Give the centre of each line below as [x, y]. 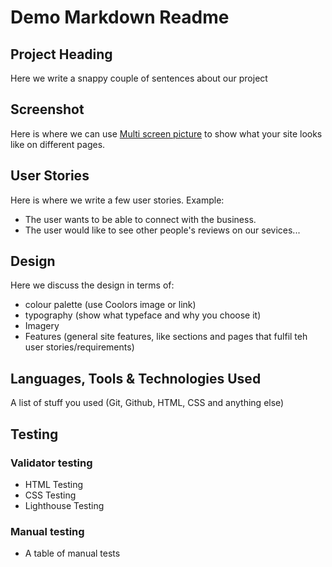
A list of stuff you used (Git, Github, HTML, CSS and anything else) [147, 403]
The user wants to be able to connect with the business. [140, 219]
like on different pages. [58, 144]
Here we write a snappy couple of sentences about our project [139, 78]
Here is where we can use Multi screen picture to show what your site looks [166, 133]
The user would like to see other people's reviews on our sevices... [162, 230]
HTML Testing [54, 484]
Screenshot [47, 109]
